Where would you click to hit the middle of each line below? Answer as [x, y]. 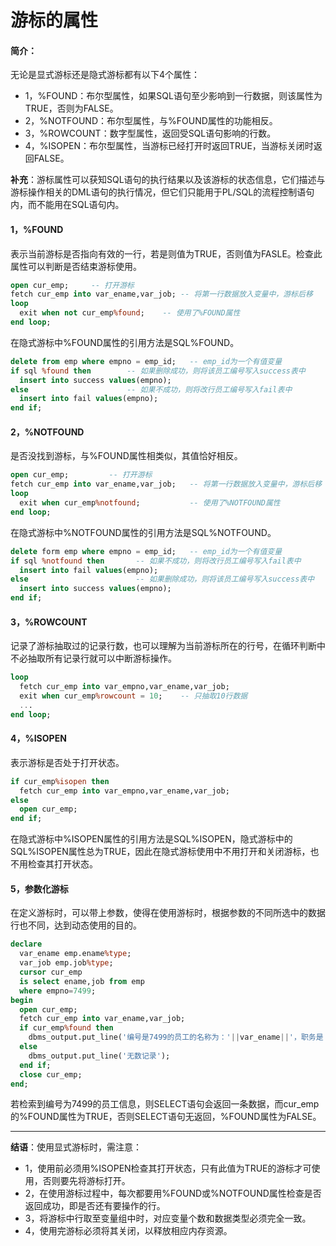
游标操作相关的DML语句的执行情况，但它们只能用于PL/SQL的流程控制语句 [162, 192]
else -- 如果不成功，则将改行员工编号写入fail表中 [151, 389]
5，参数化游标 [39, 888]
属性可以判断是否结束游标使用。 [76, 266]
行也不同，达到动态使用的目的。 [76, 925]
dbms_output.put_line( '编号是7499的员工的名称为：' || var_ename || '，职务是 [176, 1037]
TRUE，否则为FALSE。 [71, 108]
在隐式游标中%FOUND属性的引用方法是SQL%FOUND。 [125, 342]
